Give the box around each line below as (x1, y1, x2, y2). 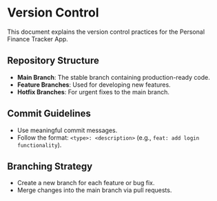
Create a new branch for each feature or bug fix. (17, 179, 155, 187)
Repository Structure (7, 55, 100, 67)
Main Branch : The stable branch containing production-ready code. (17, 73, 210, 81)
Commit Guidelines (7, 108, 92, 120)
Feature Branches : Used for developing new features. (17, 81, 171, 89)
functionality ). (17, 140, 62, 149)
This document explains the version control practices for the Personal (7, 28, 205, 36)
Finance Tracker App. (7, 34, 69, 43)
